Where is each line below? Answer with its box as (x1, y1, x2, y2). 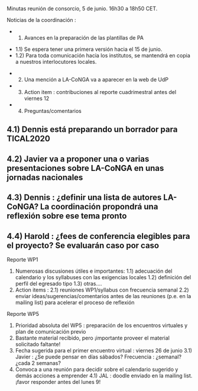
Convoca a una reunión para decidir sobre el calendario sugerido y (15, 366, 178, 373)
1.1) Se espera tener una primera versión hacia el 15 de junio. (15, 46, 163, 53)
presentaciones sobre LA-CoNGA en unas (7, 163, 164, 173)
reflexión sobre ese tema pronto (7, 211, 127, 221)
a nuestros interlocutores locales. (15, 59, 97, 65)
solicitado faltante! (15, 340, 61, 348)
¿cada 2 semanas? (15, 359, 61, 366)
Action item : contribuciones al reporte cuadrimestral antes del (24, 89, 177, 95)
